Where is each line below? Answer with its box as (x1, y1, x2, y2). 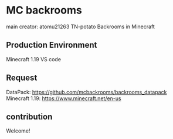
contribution (6, 111, 53, 121)
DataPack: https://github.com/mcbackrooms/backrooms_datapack (6, 88, 167, 95)
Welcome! (6, 127, 30, 134)
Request (6, 73, 38, 83)
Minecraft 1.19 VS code (6, 55, 62, 62)
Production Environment (6, 40, 97, 50)
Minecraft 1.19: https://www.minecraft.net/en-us (6, 95, 121, 102)
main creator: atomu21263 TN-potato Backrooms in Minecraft (6, 23, 155, 30)
